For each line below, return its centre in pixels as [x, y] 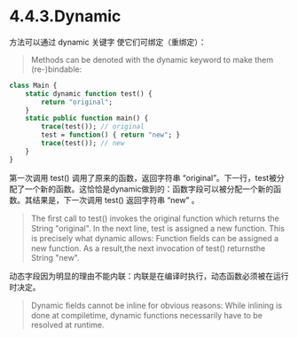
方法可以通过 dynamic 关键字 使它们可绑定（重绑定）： [108, 42]
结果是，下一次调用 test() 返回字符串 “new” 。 [116, 200]
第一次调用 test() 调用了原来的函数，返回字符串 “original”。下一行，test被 [143, 177]
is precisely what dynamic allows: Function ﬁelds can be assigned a [155, 238]
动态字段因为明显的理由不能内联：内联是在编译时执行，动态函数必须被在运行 [149, 276]
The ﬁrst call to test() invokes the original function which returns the [155, 218]
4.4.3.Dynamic [65, 16]
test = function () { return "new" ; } [110, 135]
